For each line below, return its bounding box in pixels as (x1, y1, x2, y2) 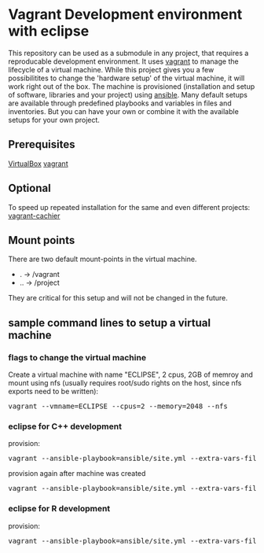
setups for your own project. (8, 115, 101, 124)
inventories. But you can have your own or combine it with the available (8, 106, 240, 116)
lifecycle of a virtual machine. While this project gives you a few (8, 65, 214, 74)
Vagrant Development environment (8, 6, 243, 24)
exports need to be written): (8, 387, 99, 396)
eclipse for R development (8, 503, 111, 514)
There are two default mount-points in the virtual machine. (8, 254, 197, 264)
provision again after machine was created (8, 469, 146, 478)
